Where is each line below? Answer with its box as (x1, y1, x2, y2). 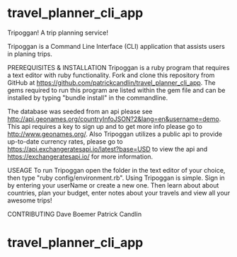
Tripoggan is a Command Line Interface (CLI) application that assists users (7, 42, 225, 50)
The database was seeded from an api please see (7, 107, 153, 115)
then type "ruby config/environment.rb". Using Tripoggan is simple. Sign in (7, 173, 225, 182)
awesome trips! (7, 196, 52, 205)
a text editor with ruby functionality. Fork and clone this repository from (7, 71, 215, 79)
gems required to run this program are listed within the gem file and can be (7, 86, 226, 94)
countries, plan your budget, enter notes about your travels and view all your (7, 188, 231, 197)
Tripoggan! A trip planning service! (7, 28, 108, 37)
